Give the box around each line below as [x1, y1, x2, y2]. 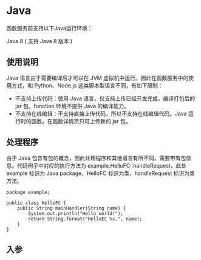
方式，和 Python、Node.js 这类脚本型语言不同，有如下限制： [11, 81, 163, 89]
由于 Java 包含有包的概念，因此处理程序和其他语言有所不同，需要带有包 [6, 154, 186, 162]
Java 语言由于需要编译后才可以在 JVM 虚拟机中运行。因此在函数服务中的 [6, 74, 189, 81]
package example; [6, 189, 50, 195]
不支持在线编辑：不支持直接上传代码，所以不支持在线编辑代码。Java [15, 110, 187, 117]
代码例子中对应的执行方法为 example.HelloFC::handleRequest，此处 [16, 162, 187, 169]
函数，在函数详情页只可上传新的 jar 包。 [31, 117, 132, 125]
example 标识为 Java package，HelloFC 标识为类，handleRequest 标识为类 [6, 169, 196, 177]
